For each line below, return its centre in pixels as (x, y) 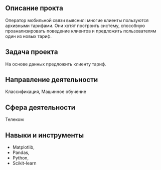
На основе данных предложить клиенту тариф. (56, 64)
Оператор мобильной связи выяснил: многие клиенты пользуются (77, 20)
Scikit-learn (24, 163)
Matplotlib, (24, 147)
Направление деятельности (52, 80)
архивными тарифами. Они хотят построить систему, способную (75, 25)
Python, (21, 158)
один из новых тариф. (28, 36)
